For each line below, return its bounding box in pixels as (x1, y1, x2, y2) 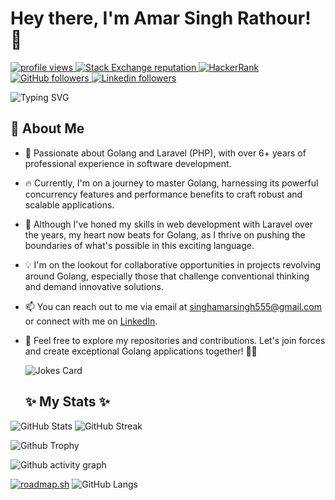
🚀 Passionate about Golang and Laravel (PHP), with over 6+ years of (24, 147, 307, 159)
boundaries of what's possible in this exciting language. (24, 239, 255, 251)
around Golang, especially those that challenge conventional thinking (24, 270, 310, 282)
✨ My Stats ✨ (24, 393, 110, 411)
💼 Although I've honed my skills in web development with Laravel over (24, 218, 314, 230)
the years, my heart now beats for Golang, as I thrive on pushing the (24, 228, 306, 241)
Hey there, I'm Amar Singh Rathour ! (10, 7, 312, 30)
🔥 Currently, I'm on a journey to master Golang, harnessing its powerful (24, 177, 319, 189)
